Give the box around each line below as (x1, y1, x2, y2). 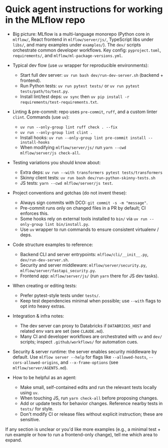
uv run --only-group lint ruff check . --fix (20, 125, 118, 130)
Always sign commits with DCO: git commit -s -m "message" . (20, 200, 148, 206)
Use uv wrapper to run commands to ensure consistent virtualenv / (20, 226, 159, 232)
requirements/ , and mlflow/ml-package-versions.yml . (12, 52, 123, 59)
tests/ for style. (20, 406, 54, 412)
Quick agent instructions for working (5, 4, 163, 15)
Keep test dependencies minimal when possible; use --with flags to (20, 297, 161, 304)
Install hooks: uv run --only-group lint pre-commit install (20, 134, 146, 140)
